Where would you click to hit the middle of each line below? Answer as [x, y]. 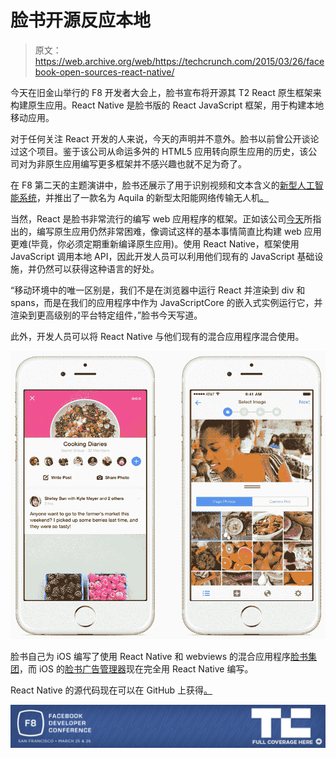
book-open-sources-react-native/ [104, 72]
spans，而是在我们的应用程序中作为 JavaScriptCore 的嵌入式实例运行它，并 [166, 302]
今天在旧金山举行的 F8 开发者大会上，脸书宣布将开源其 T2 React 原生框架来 [166, 92]
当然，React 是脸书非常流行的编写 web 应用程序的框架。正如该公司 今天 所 [161, 218]
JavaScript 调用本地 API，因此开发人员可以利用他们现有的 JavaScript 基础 [162, 256]
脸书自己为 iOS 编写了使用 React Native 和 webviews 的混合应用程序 [150, 656]
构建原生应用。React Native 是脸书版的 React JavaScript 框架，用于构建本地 [167, 105]
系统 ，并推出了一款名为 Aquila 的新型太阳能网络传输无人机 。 [144, 197]
